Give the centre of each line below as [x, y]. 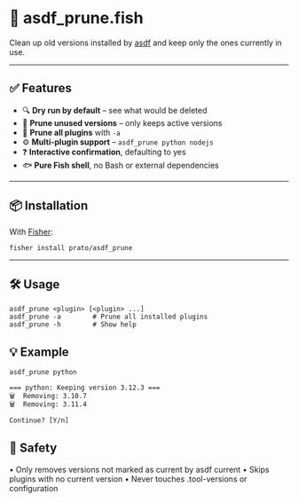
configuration [34, 488]
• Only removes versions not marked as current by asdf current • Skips [139, 469]
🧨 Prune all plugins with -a [71, 132]
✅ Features [41, 88]
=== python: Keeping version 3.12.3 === [85, 388]
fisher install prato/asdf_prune [71, 247]
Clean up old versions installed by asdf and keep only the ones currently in [145, 43]
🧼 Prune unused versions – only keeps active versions [122, 122]
